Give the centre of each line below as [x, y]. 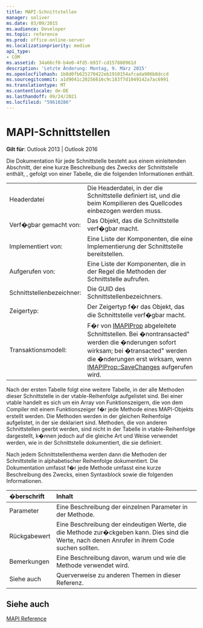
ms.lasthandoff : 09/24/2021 [42, 96]
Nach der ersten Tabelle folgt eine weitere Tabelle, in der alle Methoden [95, 390]
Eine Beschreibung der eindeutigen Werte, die [122, 524]
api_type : [19, 52]
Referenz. [70, 582]
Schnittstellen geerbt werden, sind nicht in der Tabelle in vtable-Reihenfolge [101, 429]
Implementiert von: [36, 246]
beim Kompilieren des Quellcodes [135, 203]
